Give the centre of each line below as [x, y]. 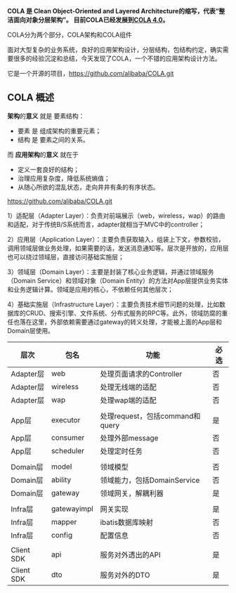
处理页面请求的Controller [141, 374]
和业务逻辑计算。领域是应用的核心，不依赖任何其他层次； [90, 289]
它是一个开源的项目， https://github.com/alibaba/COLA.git [91, 73]
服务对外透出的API [131, 554]
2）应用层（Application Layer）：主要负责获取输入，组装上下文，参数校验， [116, 239]
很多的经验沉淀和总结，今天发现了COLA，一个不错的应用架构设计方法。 [117, 58]
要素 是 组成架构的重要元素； [59, 131]
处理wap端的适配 [128, 400]
